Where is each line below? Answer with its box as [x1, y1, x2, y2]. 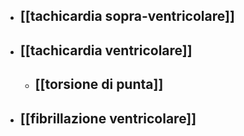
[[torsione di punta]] [34, 76, 164, 93]
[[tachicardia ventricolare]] [19, 42, 193, 59]
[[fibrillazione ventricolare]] [19, 110, 197, 127]
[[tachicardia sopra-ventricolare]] [19, 8, 235, 25]
